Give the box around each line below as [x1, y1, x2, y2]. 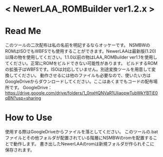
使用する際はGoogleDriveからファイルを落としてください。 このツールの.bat [5, 129, 158, 135]
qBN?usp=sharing [5, 95, 41, 101]
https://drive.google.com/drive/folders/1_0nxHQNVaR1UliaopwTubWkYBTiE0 [5, 90, 158, 96]
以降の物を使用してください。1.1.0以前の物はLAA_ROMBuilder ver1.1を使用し [5, 54, 157, 60]
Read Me [5, 26, 41, 37]
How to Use [5, 112, 53, 123]
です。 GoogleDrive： [9, 85, 53, 91]
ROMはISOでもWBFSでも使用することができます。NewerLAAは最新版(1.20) [5, 48, 157, 54]
